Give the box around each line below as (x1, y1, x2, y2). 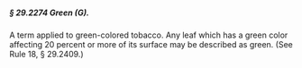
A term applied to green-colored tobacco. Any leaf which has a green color (9, 30, 288, 40)
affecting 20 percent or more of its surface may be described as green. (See (9, 38, 293, 49)
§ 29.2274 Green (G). (9, 7, 90, 18)
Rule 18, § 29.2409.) (9, 48, 84, 59)
